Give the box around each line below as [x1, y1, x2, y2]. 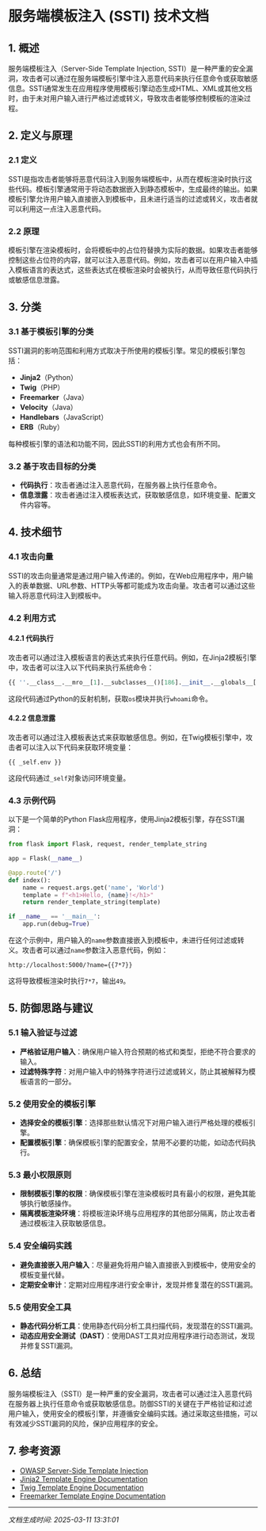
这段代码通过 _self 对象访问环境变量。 [8, 773, 131, 782]
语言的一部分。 [26, 1076, 76, 1086]
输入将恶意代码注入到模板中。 [8, 590, 105, 600]
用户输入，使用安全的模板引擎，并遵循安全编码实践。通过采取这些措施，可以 [8, 1409, 258, 1418]
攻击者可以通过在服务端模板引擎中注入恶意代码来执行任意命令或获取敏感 [21, 74, 258, 83]
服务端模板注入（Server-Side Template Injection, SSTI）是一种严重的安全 [8, 64, 247, 73]
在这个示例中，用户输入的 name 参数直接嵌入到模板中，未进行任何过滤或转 [8, 935, 245, 945]
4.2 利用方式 [8, 612, 56, 624]
